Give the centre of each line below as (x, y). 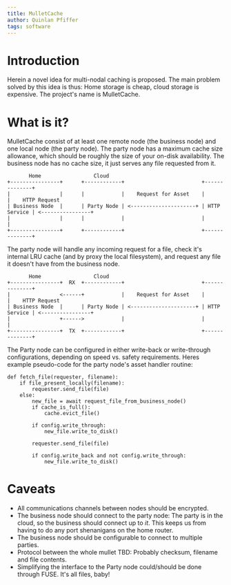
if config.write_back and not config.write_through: (109, 456)
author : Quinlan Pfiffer (43, 20)
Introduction (43, 60)
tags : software (29, 26)
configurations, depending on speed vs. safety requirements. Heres (103, 357)
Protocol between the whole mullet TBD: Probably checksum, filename (118, 553)
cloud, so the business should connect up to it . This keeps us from (112, 523)
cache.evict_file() (72, 414)
